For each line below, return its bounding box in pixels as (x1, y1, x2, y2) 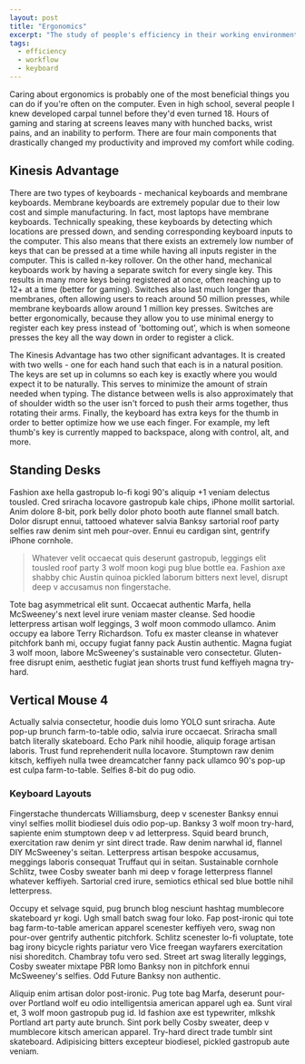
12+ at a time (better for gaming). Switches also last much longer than (9, 283, 271, 295)
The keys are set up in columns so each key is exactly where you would (9, 368, 278, 379)
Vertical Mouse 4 (9, 692, 109, 708)
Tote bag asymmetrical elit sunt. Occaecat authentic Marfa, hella (9, 599, 251, 610)
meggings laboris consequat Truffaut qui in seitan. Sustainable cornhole (9, 856, 279, 867)
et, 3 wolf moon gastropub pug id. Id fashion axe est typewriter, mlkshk (9, 1007, 276, 1018)
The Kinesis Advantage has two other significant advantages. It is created (9, 349, 286, 360)
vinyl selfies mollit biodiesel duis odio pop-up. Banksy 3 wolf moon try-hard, (9, 817, 295, 828)
